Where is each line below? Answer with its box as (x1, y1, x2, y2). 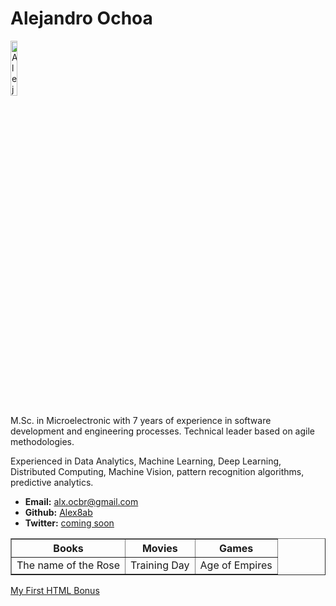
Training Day (130, 558, 190, 572)
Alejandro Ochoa (10, 7, 153, 30)
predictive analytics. (10, 476, 94, 488)
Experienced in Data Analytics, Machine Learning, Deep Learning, (10, 455, 282, 467)
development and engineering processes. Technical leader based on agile (10, 425, 315, 437)
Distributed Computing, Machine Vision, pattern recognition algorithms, (10, 465, 305, 477)
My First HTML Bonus (10, 584, 100, 596)
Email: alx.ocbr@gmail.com (24, 495, 139, 507)
